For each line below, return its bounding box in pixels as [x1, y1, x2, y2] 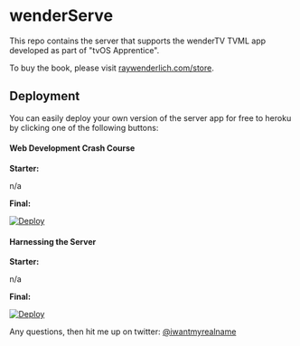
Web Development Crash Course [9, 143, 136, 154]
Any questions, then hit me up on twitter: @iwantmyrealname [9, 326, 237, 337]
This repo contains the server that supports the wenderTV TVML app [9, 35, 267, 46]
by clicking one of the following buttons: [9, 122, 159, 133]
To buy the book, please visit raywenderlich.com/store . [9, 62, 215, 73]
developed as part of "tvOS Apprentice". [9, 44, 160, 55]
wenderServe [9, 5, 114, 26]
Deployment [9, 89, 80, 104]
